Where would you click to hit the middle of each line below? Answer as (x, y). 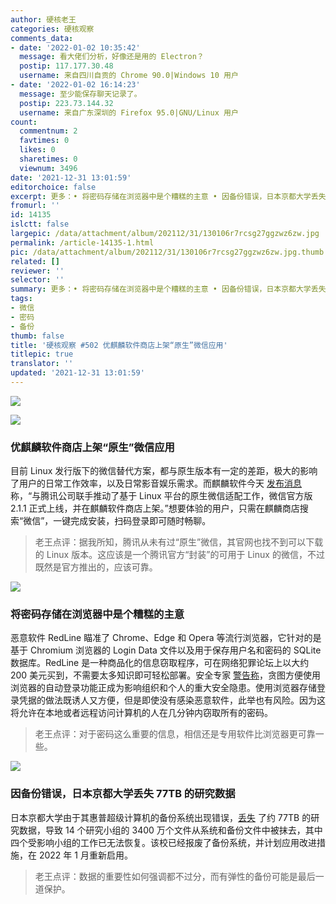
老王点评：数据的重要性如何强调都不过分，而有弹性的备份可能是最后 (175, 876)
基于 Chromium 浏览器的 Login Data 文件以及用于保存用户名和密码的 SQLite (166, 650)
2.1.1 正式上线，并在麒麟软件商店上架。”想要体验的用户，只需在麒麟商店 (155, 508)
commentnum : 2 (48, 131)
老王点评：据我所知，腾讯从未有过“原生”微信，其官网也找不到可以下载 (179, 542)
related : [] (35, 261)
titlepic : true (42, 354)
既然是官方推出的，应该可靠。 (96, 567)
